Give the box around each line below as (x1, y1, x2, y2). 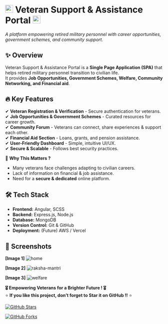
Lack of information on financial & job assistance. (12, 170, 114, 176)
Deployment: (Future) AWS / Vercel (12, 227, 86, 234)
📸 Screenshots (5, 242, 52, 250)
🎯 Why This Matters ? (5, 155, 51, 161)
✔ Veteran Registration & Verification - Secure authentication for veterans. (5, 108, 161, 114)
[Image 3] (5, 275, 26, 281)
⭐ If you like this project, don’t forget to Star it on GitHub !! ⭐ (5, 292, 132, 298)
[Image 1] (5, 255, 25, 261)
